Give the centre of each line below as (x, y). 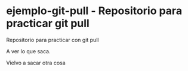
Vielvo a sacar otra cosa (36, 63)
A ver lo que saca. (28, 51)
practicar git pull (48, 23)
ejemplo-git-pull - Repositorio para (94, 11)
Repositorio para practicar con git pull (53, 40)
